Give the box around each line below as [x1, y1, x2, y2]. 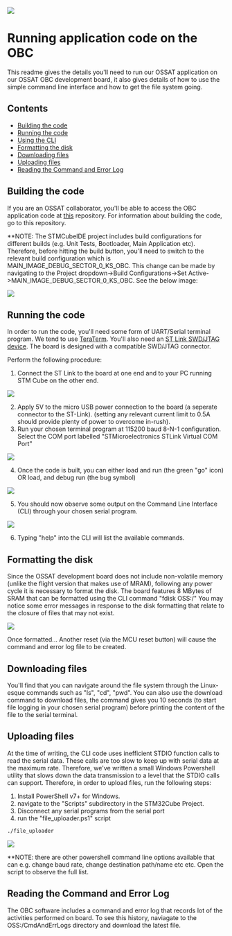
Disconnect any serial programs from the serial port [17, 806, 165, 815]
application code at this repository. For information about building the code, [7, 211, 223, 220]
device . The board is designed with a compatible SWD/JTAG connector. [7, 342, 211, 351]
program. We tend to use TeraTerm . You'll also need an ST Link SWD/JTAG [7, 335, 220, 343]
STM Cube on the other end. [17, 376, 99, 385]
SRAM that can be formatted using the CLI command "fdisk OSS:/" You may [7, 594, 224, 603]
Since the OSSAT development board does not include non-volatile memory [7, 572, 224, 581]
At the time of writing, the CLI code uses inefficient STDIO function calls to [7, 749, 220, 757]
